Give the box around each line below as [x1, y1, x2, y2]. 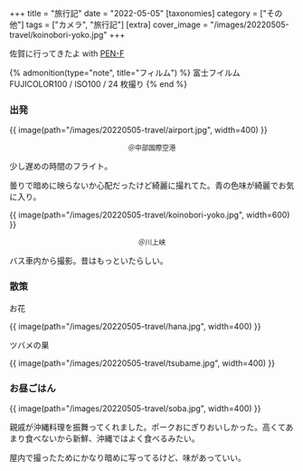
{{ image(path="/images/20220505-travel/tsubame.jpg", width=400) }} [9, 357, 276, 369]
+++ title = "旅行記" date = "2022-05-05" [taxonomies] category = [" [9, 8, 267, 18]
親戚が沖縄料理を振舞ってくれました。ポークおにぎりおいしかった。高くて [9, 421, 287, 432]
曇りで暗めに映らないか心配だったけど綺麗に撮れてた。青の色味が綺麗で [9, 180, 279, 191]
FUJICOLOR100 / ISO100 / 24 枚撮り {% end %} [9, 79, 188, 89]
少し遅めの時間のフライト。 [9, 161, 113, 172]
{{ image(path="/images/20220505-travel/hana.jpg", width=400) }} [9, 321, 261, 332]
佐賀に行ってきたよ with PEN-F [9, 48, 125, 59]
